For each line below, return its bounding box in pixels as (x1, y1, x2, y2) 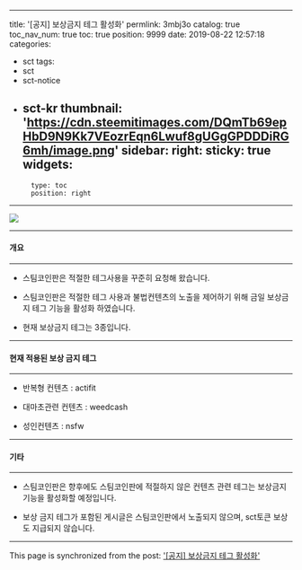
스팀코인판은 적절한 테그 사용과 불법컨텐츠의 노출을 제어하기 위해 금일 (22, 292, 265, 303)
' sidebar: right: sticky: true (114, 143, 271, 158)
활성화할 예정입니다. (46, 493, 117, 504)
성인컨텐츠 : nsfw (22, 421, 84, 432)
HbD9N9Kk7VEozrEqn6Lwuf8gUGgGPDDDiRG (22, 129, 289, 145)
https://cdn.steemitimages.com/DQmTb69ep (26, 115, 288, 130)
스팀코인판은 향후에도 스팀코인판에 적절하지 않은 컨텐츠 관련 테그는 (22, 481, 256, 492)
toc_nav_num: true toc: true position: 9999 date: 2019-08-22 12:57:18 (9, 29, 265, 39)
